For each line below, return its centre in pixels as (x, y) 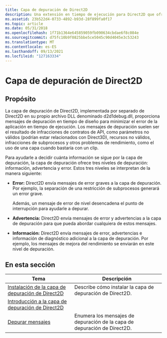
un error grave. (28, 194)
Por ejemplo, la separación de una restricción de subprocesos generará (86, 188)
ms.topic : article (24, 24)
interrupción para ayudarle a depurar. (51, 209)
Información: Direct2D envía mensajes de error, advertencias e (77, 233)
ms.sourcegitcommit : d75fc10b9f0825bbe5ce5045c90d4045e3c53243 (72, 38)
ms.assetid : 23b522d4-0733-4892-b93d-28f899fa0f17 (59, 19)
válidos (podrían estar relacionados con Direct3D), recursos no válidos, (78, 137)
